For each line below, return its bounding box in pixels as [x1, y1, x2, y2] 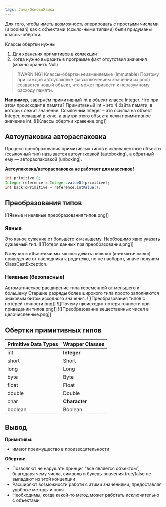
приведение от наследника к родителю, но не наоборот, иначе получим [5, 256, 159, 262]
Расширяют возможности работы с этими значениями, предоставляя [12, 481, 162, 487]
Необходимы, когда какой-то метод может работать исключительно [12, 492, 159, 498]
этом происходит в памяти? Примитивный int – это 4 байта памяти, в [5, 102, 153, 108]
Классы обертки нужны [5, 41, 56, 47]
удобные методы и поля [12, 487, 64, 493]
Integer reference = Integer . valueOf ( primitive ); [5, 180, 110, 185]
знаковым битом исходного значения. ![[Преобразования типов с [5, 295, 145, 302]
